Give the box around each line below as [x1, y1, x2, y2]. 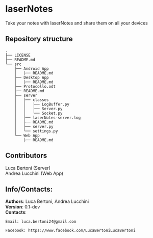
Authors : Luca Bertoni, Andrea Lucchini [5, 198, 89, 204]
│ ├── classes [14, 97, 49, 102]
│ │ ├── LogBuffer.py [14, 101, 70, 107]
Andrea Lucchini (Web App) [5, 170, 64, 176]
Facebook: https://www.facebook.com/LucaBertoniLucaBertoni [5, 228, 136, 233]
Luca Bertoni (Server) [5, 165, 51, 171]
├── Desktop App [14, 75, 49, 80]
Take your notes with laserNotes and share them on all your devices [5, 20, 148, 26]
